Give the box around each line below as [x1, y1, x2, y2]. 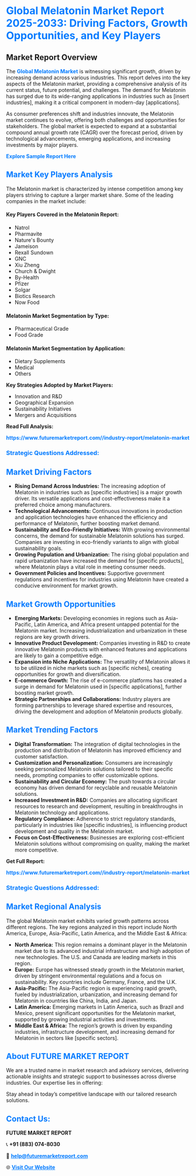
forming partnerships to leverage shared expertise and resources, [14, 702, 174, 709]
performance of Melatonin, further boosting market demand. [14, 520, 161, 527]
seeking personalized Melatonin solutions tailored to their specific [14, 765, 174, 772]
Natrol [14, 224, 30, 231]
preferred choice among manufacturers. [14, 501, 112, 508]
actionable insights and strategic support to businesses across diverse [6, 1073, 177, 1080]
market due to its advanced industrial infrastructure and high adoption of [14, 947, 190, 954]
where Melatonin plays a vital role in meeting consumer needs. [14, 563, 166, 570]
